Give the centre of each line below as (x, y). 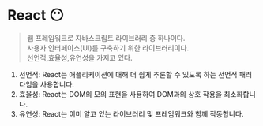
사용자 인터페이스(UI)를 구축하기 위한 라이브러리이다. (108, 48)
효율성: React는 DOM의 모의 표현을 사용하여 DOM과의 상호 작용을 (120, 94)
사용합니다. (57, 84)
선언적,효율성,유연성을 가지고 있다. (79, 57)
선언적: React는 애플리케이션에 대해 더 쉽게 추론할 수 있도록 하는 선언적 (128, 74)
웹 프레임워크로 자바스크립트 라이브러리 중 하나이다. (106, 38)
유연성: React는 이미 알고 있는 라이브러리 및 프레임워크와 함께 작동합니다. (131, 113)
